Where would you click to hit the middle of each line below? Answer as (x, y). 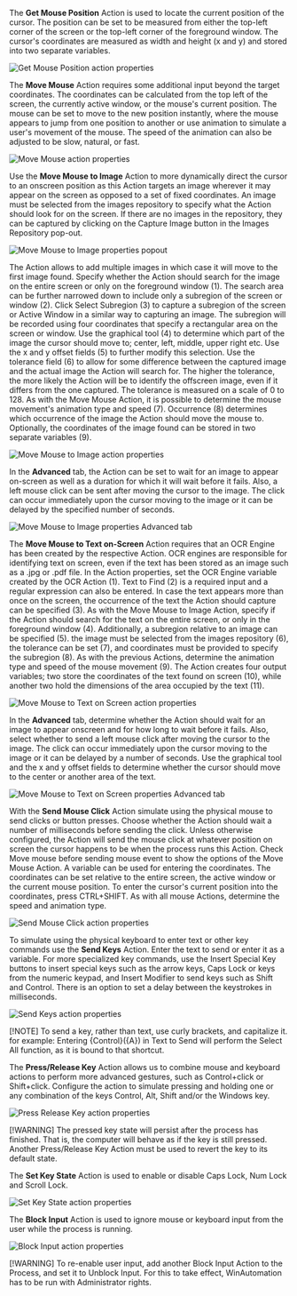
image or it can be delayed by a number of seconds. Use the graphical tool (145, 758)
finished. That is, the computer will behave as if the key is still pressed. (138, 1140)
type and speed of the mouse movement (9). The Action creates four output (148, 667)
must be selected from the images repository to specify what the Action (141, 204)
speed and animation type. (58, 905)
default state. (33, 1158)
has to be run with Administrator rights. (81, 1282)
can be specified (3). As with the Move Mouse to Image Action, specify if (143, 610)
